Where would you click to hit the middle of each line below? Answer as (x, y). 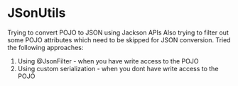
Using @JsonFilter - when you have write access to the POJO (108, 61)
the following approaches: (45, 47)
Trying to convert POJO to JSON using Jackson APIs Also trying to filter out (118, 32)
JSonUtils (37, 13)
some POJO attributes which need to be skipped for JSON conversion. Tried (119, 39)
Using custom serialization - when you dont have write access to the (118, 68)
